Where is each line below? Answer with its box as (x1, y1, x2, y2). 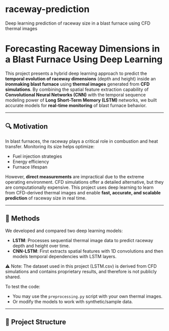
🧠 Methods (5, 214, 40, 223)
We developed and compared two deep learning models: (5, 228, 123, 234)
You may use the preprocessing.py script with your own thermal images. (12, 293, 162, 299)
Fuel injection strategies (12, 153, 62, 159)
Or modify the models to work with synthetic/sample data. (12, 298, 133, 304)
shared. (5, 274, 21, 280)
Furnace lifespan (12, 164, 48, 170)
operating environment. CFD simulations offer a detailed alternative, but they (5, 179, 164, 185)
